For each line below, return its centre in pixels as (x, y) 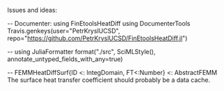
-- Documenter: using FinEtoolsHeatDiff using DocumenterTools (99, 23)
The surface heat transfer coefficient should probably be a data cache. (109, 80)
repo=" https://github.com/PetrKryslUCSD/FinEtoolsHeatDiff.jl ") (97, 38)
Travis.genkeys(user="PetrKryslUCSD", (64, 31)
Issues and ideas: (32, 10)
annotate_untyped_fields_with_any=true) (65, 59)
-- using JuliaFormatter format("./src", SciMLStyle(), (81, 52)
